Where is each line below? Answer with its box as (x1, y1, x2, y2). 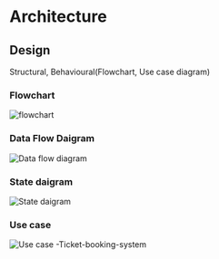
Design (9, 43, 51, 58)
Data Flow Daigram (9, 132, 95, 145)
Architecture (9, 6, 107, 27)
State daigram (9, 175, 74, 187)
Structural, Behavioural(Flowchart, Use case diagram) (9, 66, 211, 77)
